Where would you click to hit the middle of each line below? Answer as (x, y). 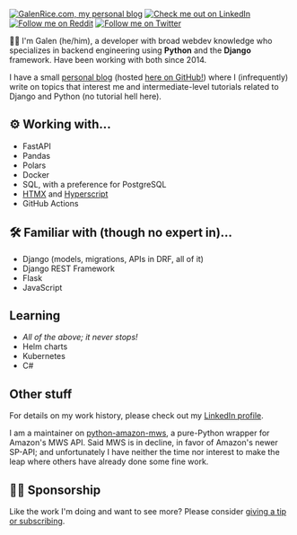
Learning (35, 316)
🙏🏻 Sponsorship (55, 490)
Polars (34, 165)
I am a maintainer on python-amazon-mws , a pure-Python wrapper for (140, 433)
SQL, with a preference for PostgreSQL (94, 184)
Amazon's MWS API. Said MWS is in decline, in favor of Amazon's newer (144, 443)
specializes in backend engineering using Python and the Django (130, 50)
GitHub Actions (50, 203)
